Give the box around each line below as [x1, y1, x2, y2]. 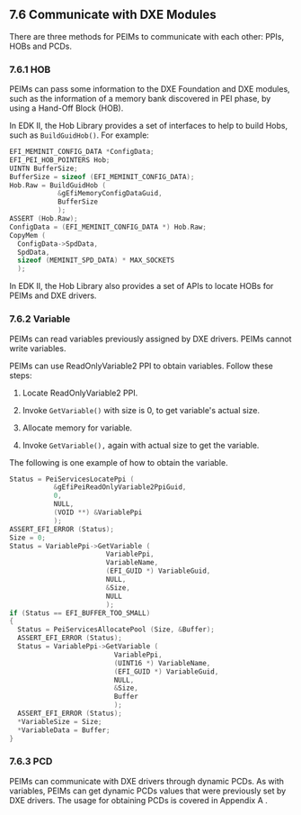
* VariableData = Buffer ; [17, 725, 111, 735]
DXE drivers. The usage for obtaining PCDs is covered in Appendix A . [9, 794, 268, 805]
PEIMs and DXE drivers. [9, 290, 97, 301]
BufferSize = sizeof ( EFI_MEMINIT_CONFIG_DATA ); [9, 172, 195, 181]
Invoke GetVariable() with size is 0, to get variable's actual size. [22, 404, 261, 415]
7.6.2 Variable [9, 312, 71, 325]
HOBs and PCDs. [9, 41, 72, 51]
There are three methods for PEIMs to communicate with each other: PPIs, [9, 31, 285, 41]
